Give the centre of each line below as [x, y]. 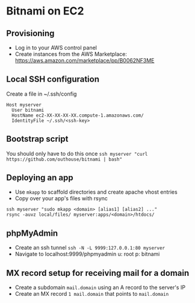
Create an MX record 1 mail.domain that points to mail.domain [92, 294]
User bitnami [28, 110]
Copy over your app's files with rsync [61, 198]
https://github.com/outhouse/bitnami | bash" [64, 159]
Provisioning [30, 33]
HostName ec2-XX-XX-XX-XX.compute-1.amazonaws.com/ [78, 115]
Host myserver [24, 105]
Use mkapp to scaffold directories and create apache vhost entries [96, 192]
